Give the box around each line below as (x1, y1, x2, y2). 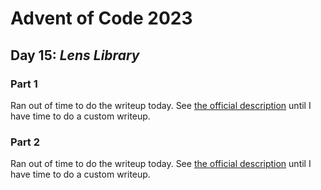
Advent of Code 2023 (10, 7, 193, 30)
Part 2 (10, 135, 41, 149)
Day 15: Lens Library (10, 47, 140, 64)
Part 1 (10, 77, 38, 91)
